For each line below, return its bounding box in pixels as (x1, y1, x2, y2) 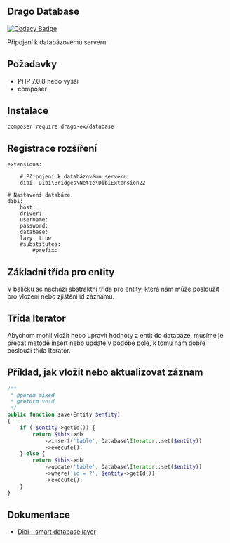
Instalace (7, 105, 49, 117)
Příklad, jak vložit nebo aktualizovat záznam (7, 367, 203, 379)
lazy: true (20, 235, 52, 242)
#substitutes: (20, 241, 61, 248)
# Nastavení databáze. (7, 192, 74, 199)
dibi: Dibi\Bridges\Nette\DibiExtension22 (20, 179, 146, 187)
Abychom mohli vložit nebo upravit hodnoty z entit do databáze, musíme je (7, 331, 224, 339)
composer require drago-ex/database (7, 123, 114, 131)
